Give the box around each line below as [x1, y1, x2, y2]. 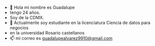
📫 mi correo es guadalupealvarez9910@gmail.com [9, 35, 113, 41]
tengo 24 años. [9, 10, 40, 15]
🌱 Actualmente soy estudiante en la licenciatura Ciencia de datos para [9, 20, 151, 25]
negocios [9, 25, 29, 31]
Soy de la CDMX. [9, 15, 44, 20]
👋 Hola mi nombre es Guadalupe [9, 5, 75, 10]
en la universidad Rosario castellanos [9, 30, 85, 35]
